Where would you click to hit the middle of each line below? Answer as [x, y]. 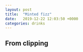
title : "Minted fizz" [28, 14]
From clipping [27, 43]
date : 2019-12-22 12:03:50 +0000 [42, 19]
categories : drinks [25, 23]
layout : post [19, 10]
